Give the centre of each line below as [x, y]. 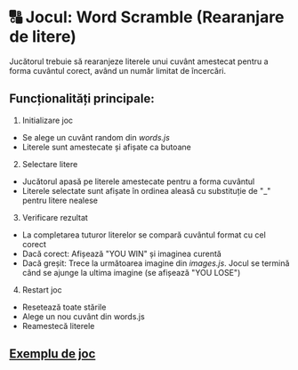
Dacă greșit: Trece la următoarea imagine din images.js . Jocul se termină [156, 263]
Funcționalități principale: [82, 99]
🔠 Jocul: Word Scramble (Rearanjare [147, 17]
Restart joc [42, 290]
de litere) [43, 37]
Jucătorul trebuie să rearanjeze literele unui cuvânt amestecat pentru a [139, 61]
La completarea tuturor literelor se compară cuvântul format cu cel [144, 235]
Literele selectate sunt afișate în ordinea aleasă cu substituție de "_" [146, 190]
